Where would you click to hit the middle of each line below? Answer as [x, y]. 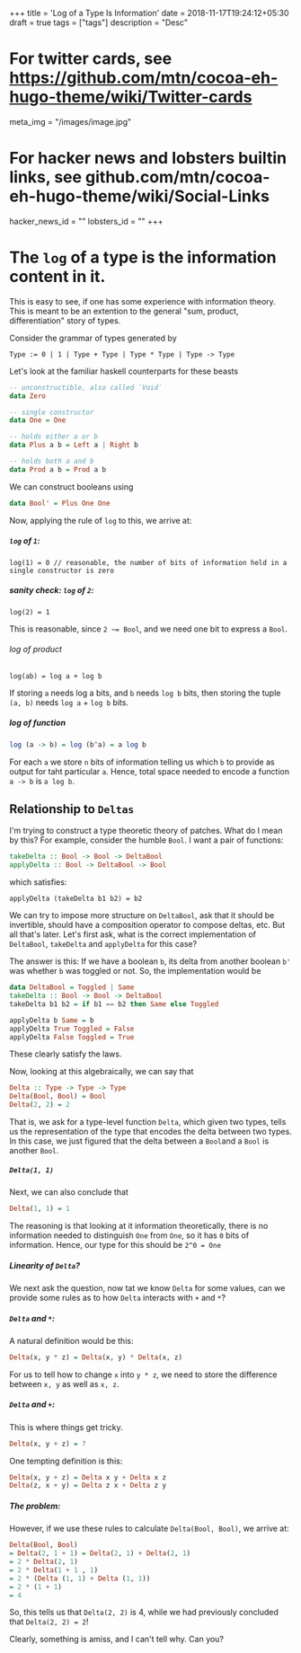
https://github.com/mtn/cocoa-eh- [144, 78]
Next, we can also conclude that [69, 1192]
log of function [37, 723]
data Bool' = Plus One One [60, 503]
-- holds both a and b [52, 462]
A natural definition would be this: [71, 1340]
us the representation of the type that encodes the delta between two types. [150, 1132]
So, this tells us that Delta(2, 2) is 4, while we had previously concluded [144, 1613]
